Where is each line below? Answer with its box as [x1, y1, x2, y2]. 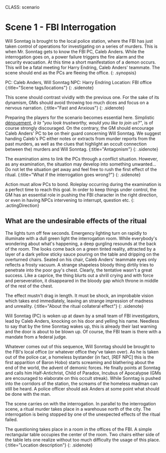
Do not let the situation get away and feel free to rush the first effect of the [5, 166, 157, 172]
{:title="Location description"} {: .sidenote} [5, 442, 93, 448]
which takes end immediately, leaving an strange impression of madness [5, 298, 154, 304]
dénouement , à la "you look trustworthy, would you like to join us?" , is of [5, 119, 154, 126]
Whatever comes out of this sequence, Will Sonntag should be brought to [5, 343, 155, 350]
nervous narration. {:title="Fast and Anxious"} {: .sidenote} [5, 104, 125, 111]
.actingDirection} [5, 202, 40, 208]
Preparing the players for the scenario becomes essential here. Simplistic [5, 114, 155, 120]
